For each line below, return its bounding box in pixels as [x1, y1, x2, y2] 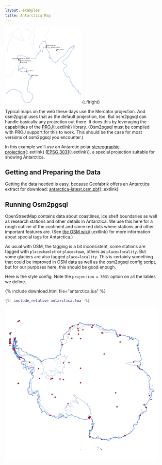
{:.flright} [81, 99, 100, 105]
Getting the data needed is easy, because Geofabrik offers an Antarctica [5, 181, 150, 187]
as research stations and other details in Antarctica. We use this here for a [5, 218, 153, 224]
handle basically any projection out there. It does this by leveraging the [5, 118, 147, 124]
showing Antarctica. [5, 154, 45, 160]
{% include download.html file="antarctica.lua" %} [5, 288, 106, 294]
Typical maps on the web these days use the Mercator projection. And [5, 108, 146, 114]
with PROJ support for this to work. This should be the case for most [5, 129, 142, 135]
